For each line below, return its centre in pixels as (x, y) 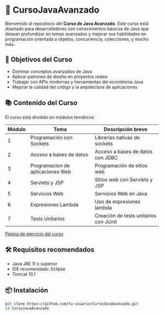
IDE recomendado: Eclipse (39, 269)
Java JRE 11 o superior (35, 264)
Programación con (51, 137)
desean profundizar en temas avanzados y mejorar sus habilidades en (76, 34)
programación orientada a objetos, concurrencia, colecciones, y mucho (77, 39)
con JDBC (106, 157)
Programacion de (50, 166)
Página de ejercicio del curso (34, 233)
